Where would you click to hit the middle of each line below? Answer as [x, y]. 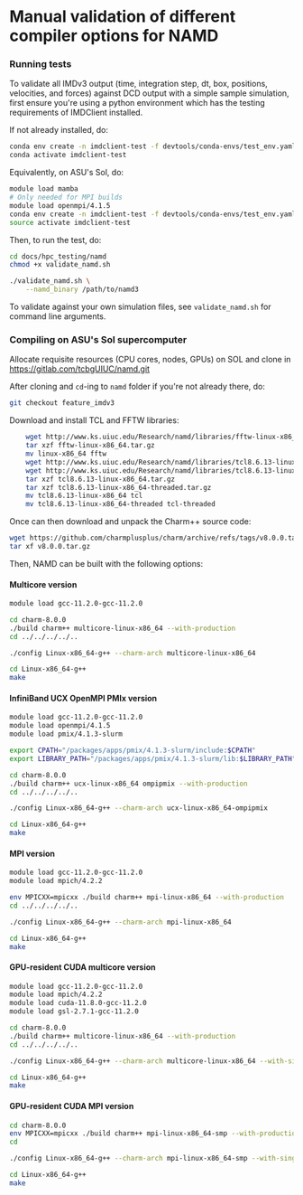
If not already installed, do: [59, 130]
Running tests [41, 64]
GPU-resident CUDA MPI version [72, 1106]
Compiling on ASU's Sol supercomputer [98, 340]
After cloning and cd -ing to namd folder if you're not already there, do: [138, 387]
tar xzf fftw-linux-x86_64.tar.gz [90, 446]
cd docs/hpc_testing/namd [58, 256]
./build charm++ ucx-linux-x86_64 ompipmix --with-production [129, 784]
